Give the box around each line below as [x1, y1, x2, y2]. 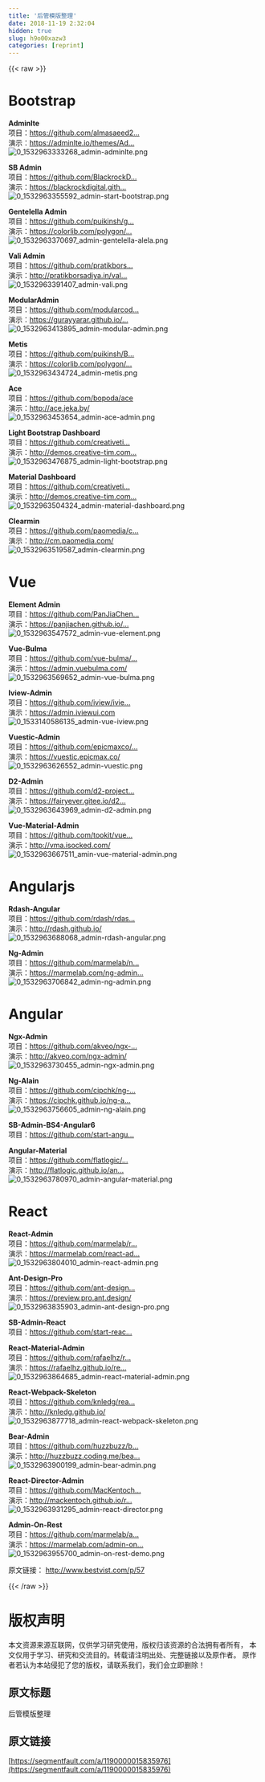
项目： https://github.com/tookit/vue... [8, 830, 133, 840]
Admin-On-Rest [8, 1520, 63, 1530]
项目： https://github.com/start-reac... [8, 1327, 132, 1337]
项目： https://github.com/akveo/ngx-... [8, 1041, 138, 1051]
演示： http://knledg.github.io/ [8, 1407, 106, 1416]
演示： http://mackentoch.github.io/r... [8, 1495, 132, 1505]
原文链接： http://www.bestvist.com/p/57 [8, 1565, 145, 1575]
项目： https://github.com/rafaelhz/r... [8, 1352, 132, 1362]
